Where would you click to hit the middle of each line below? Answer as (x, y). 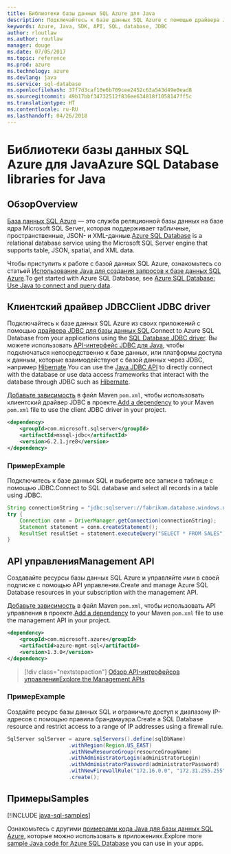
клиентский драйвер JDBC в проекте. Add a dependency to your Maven (111, 402)
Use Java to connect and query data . (59, 285)
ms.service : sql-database (44, 84)
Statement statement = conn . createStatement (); (89, 527)
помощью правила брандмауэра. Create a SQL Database (121, 719)
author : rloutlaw (32, 33)
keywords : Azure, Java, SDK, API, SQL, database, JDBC (87, 26)
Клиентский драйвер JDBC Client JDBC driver (109, 307)
